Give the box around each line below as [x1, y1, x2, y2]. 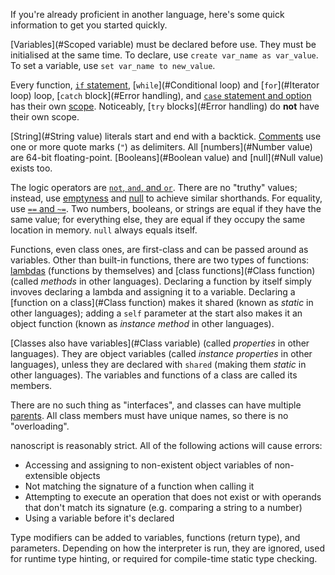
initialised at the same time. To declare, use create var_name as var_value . [10, 49, 319, 61]
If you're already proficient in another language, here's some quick [10, 9, 285, 20]
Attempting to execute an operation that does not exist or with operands [24, 491, 322, 503]
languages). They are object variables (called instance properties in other [10, 348, 313, 359]
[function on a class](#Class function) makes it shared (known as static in [10, 297, 314, 308]
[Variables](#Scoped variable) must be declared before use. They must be [10, 39, 317, 50]
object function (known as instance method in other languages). [10, 318, 275, 329]
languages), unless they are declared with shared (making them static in [10, 359, 307, 370]
